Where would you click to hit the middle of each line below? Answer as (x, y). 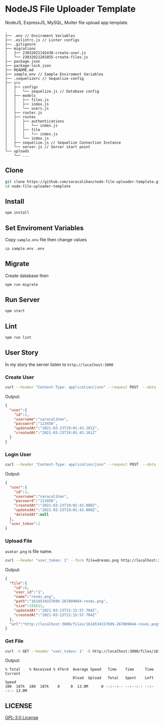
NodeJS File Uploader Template (70, 9)
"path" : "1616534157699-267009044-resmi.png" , (61, 601)
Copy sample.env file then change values (46, 240)
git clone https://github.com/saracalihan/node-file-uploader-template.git (84, 182)
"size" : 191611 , (29, 606)
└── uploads (17, 151)
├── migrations (20, 48)
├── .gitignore (20, 44)
